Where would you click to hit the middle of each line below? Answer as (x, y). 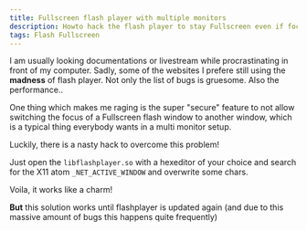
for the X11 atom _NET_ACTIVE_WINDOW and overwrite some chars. (129, 172)
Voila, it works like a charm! (61, 190)
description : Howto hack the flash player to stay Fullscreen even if (147, 26)
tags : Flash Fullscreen (55, 35)
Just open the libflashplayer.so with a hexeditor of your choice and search (153, 163)
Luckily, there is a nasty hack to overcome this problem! (115, 145)
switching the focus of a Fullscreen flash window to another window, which (151, 117)
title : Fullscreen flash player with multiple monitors (118, 18)
